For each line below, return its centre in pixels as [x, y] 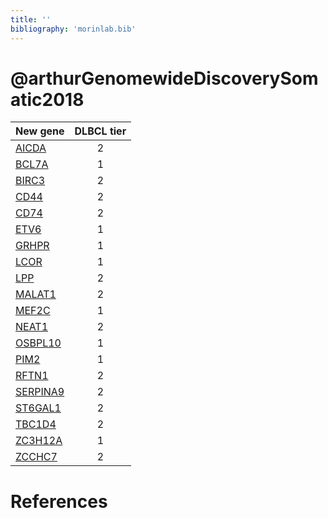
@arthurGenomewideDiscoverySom [164, 78]
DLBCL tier [100, 131]
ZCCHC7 [36, 457]
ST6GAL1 [38, 408]
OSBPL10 [38, 343]
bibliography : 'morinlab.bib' [73, 29]
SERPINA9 [40, 392]
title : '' [31, 19]
